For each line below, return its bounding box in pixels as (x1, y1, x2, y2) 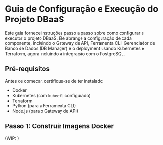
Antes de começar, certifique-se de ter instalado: (5, 78, 104, 83)
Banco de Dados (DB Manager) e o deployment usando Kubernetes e (5, 45, 144, 51)
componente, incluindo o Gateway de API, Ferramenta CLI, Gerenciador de (5, 40, 155, 46)
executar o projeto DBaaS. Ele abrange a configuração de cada (5, 35, 132, 41)
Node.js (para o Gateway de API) (12, 108, 79, 114)
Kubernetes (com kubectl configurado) (12, 92, 91, 98)
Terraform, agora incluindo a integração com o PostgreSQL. (5, 50, 125, 57)
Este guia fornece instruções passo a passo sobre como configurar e (5, 30, 144, 36)
